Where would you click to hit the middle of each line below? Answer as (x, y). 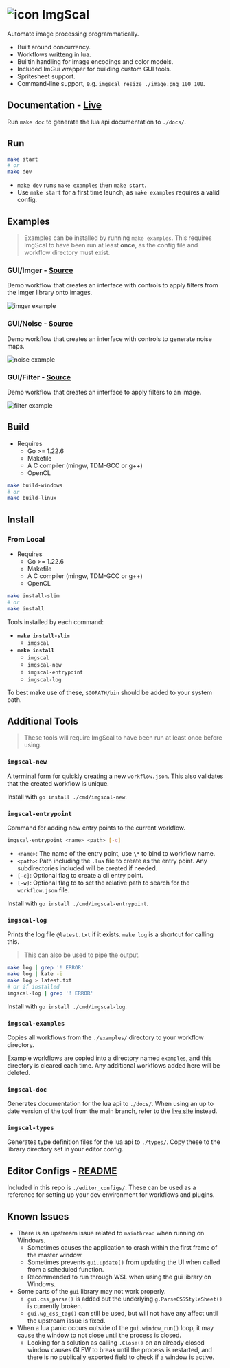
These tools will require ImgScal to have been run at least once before (123, 738)
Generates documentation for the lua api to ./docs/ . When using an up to (111, 1104)
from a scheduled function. (66, 1270)
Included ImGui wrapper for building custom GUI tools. (94, 69)
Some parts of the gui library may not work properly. (91, 1292)
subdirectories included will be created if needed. (87, 868)
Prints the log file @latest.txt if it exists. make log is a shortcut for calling (111, 934)
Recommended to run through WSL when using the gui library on (119, 1277)
